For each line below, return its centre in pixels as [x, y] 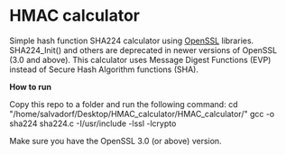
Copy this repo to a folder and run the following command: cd [124, 104]
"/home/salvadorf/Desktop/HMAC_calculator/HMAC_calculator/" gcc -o [142, 114]
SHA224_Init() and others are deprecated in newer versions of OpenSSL [143, 50]
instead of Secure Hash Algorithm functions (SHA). [104, 69]
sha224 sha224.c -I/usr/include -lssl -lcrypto [93, 123]
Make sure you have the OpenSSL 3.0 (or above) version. [116, 141]
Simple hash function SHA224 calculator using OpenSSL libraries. [132, 41]
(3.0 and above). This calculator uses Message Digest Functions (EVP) [140, 59]
